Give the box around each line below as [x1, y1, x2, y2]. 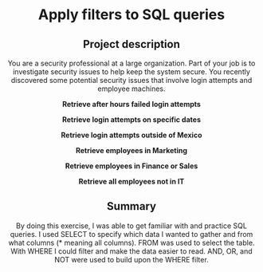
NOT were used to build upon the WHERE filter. [54, 254, 209, 264]
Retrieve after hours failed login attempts [62, 100, 201, 108]
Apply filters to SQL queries [37, 6, 226, 24]
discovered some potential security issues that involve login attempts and [10, 76, 253, 85]
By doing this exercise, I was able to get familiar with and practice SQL [16, 221, 247, 231]
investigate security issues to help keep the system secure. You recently [12, 67, 251, 77]
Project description [82, 37, 181, 51]
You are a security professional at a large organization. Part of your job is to [7, 58, 256, 68]
